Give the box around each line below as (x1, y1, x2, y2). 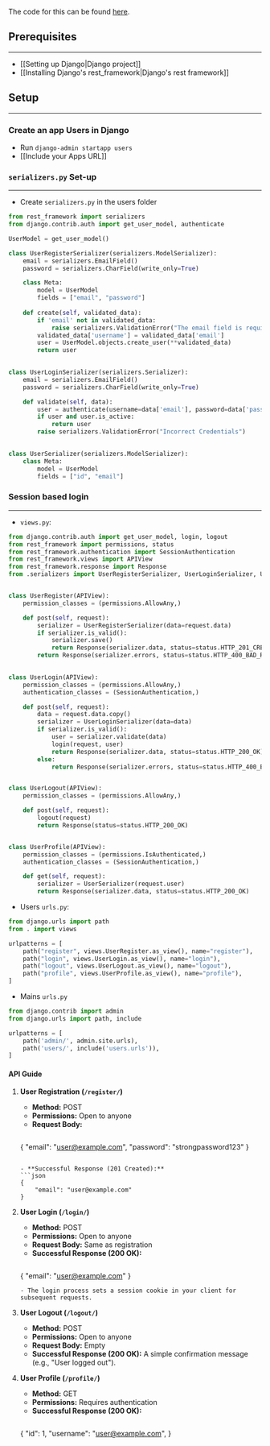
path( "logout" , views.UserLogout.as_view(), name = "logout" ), (22, 962, 231, 970)
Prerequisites (8, 30, 77, 44)
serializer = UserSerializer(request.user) (37, 880, 185, 889)
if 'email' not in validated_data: (37, 316, 157, 325)
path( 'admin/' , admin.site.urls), (22, 1037, 138, 1045)
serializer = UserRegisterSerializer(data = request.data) (37, 621, 231, 629)
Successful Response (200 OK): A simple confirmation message (31, 1349, 249, 1359)
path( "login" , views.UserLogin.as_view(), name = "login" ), (22, 955, 221, 963)
